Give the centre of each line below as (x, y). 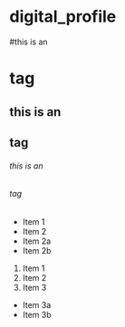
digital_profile (63, 17)
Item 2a (37, 241)
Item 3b (37, 314)
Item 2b (37, 250)
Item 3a (37, 304)
